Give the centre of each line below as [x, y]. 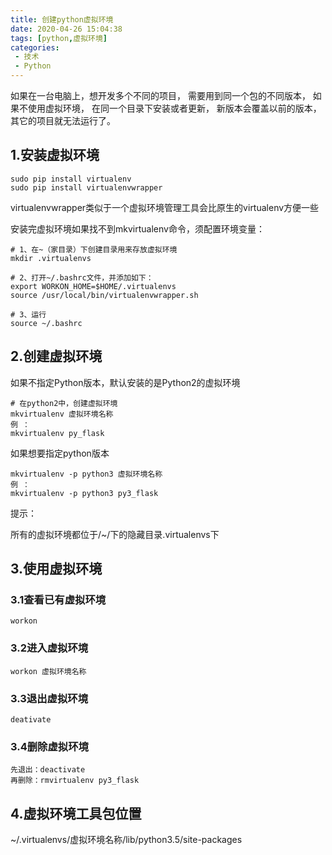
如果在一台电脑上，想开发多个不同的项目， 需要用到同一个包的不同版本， [160, 95]
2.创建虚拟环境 [56, 356]
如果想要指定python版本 [60, 453]
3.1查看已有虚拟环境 [58, 599]
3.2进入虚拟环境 [49, 648]
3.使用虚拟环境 [56, 569]
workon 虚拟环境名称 [48, 671]
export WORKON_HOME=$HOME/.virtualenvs [93, 286]
